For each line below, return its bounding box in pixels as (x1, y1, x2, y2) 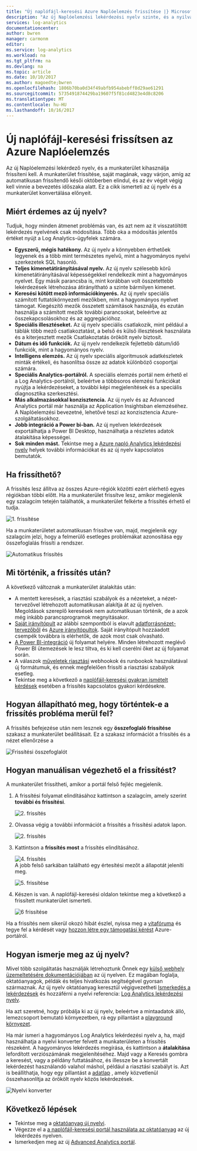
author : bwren (6, 31, 41, 37)
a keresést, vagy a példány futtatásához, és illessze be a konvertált (6, 1057, 168, 1064)
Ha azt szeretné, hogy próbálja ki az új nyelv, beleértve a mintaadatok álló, (6, 1008, 186, 1015)
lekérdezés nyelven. (14, 1132, 63, 1139)
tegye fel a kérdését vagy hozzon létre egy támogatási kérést (6, 926, 154, 933)
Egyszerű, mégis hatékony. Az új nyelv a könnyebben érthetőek (14, 246, 171, 253)
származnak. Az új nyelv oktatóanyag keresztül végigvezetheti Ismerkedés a (6, 984, 191, 991)
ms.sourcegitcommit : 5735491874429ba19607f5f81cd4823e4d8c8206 (6, 91, 164, 97)
